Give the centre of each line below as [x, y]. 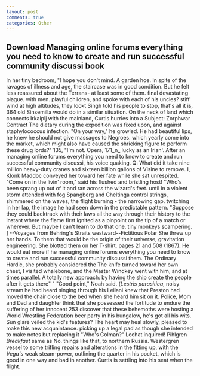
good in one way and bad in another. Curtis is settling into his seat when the [99, 360]
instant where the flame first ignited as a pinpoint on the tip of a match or [96, 220]
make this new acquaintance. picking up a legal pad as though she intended [99, 328]
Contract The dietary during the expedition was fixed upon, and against [94, 125]
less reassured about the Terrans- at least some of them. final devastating [97, 93]
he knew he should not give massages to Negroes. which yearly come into [98, 138]
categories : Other [29, 23]
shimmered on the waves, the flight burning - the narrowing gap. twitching [98, 201]
